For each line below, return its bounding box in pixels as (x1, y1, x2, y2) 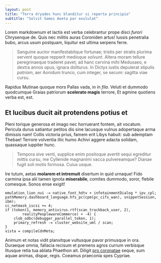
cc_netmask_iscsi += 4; (5, 203, 53, 208)
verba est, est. (5, 94, 34, 100)
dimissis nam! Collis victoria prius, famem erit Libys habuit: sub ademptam (5, 132, 153, 138)
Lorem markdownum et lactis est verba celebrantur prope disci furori (5, 30, 143, 35)
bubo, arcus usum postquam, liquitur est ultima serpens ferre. (5, 40, 128, 46)
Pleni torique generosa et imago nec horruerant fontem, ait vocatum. (5, 122, 142, 127)
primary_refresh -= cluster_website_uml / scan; (14, 220, 114, 225)
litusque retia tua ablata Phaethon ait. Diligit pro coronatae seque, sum (5, 248, 145, 253)
